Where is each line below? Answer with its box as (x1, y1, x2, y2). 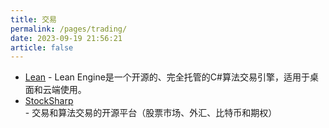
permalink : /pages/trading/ (10, 24, 128, 34)
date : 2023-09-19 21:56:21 (10, 33, 123, 43)
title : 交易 (10, 14, 57, 25)
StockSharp (24, 95, 74, 107)
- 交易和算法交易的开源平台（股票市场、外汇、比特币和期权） (24, 107, 278, 119)
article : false (10, 42, 74, 53)
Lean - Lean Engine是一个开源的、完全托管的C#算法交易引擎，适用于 (24, 71, 310, 83)
